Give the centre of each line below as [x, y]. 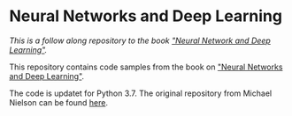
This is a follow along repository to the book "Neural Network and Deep [140, 40]
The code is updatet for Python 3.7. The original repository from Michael [141, 93]
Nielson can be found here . [59, 102]
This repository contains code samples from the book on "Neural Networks [146, 67]
